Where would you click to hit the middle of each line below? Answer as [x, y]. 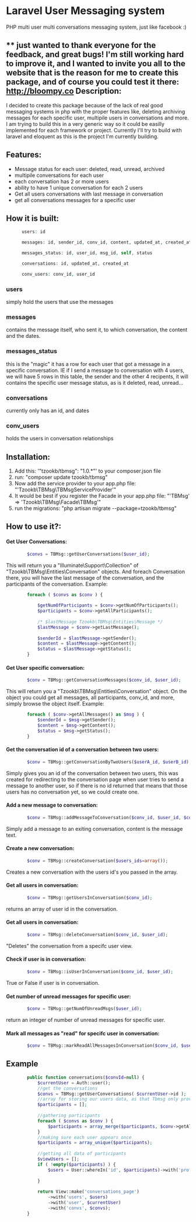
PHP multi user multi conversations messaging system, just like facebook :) [96, 27]
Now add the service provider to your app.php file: [75, 484]
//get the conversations [67, 1088]
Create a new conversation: [40, 848]
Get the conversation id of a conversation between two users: [83, 749]
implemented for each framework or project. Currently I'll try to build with [94, 130]
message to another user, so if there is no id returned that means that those [97, 785]
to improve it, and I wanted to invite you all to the [96, 64]
